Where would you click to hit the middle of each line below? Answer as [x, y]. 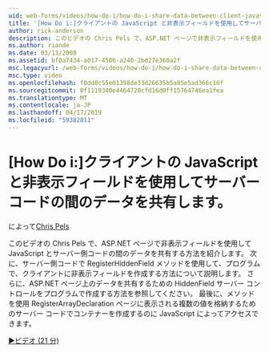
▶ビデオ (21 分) [34, 340]
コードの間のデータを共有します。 [120, 203]
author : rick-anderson [46, 30]
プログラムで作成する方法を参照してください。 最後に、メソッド [149, 293]
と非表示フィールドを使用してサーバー [134, 183]
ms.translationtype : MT [48, 98]
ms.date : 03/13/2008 [43, 53]
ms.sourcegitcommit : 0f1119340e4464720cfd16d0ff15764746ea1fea [116, 90]
